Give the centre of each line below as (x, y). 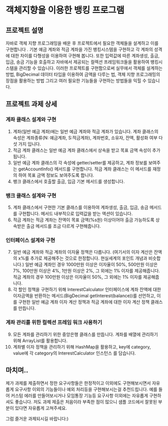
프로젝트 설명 (25, 30)
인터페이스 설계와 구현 (30, 240)
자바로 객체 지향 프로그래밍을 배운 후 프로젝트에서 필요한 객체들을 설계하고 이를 (82, 43)
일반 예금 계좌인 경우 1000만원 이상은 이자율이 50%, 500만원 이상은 (91, 265)
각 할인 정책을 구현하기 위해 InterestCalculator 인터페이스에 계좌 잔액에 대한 (87, 290)
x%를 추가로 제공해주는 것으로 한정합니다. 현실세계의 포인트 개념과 (83, 258)
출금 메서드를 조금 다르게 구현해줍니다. (64, 226)
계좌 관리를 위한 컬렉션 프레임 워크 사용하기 (54, 323)
